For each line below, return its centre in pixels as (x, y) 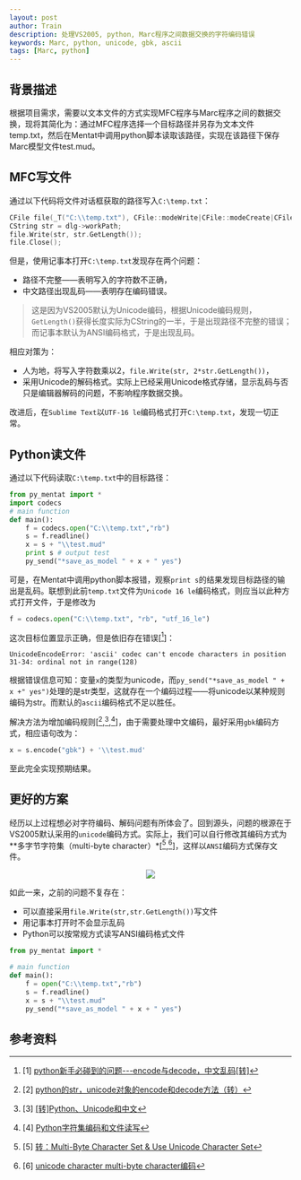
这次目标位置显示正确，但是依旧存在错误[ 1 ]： (92, 637)
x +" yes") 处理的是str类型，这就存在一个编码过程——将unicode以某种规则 (147, 691)
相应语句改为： (52, 733)
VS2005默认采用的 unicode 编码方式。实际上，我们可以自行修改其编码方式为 (148, 834)
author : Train (36, 26)
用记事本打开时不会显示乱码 (73, 923)
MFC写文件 (40, 177)
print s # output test (68, 553)
